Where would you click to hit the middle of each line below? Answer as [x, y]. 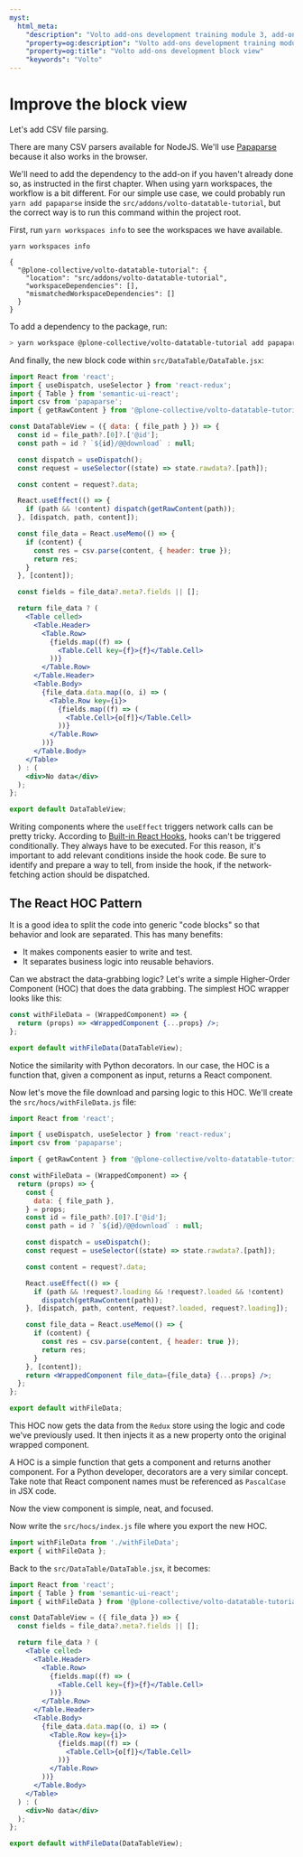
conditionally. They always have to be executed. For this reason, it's [135, 846]
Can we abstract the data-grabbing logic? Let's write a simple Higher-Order [150, 979]
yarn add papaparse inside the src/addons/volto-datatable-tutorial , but [145, 202]
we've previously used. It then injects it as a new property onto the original [148, 1435]
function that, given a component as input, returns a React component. [141, 1075]
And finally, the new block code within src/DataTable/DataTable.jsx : [137, 360]
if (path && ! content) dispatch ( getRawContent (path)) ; [131, 509]
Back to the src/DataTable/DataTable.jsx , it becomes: [110, 1568]
